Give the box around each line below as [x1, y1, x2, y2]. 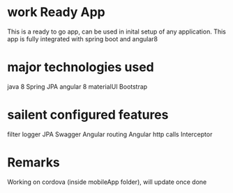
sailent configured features [7, 107, 169, 123]
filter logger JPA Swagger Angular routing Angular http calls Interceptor [7, 130, 213, 138]
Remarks [7, 155, 61, 170]
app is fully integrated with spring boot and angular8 [7, 34, 158, 43]
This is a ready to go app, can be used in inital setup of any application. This [7, 27, 227, 36]
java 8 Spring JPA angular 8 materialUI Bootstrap [7, 82, 148, 91]
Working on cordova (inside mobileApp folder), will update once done [7, 178, 207, 186]
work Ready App [7, 4, 106, 20]
